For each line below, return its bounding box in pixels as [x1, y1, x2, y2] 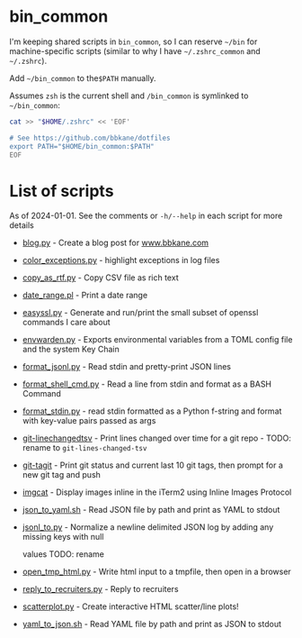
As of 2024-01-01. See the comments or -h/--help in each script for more [9, 210, 283, 222]
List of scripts [9, 180, 114, 201]
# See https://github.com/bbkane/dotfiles [9, 133, 171, 142]
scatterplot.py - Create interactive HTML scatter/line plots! [22, 601, 240, 612]
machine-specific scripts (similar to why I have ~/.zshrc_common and [9, 45, 261, 56]
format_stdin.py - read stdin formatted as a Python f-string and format [22, 406, 282, 416]
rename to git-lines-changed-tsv [22, 442, 147, 453]
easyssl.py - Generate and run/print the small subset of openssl [22, 307, 259, 318]
